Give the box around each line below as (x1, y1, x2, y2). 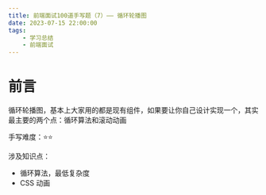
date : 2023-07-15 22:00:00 (8, 19, 98, 27)
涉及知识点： (8, 151, 50, 161)
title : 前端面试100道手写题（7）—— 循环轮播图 (8, 11, 147, 20)
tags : (8, 26, 26, 34)
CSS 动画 (19, 178, 50, 188)
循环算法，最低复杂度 (19, 168, 90, 178)
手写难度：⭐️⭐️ (8, 132, 53, 142)
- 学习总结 (22, 33, 54, 42)
